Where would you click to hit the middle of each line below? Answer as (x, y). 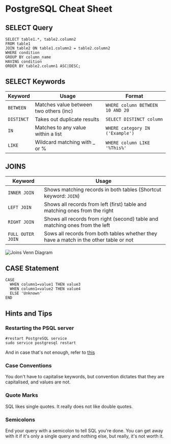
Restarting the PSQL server (40, 328)
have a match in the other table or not (89, 240)
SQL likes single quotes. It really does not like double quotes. (69, 406)
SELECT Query (29, 28)
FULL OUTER (21, 234)
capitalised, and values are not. (38, 382)
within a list (48, 134)
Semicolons (20, 420)
